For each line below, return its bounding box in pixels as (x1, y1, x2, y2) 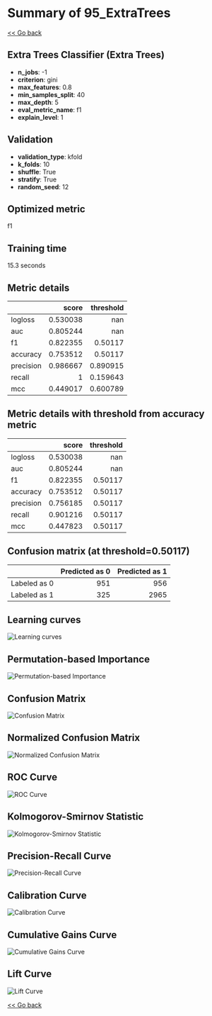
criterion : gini (17, 75, 58, 84)
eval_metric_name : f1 (17, 105, 82, 114)
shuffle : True (17, 167, 57, 176)
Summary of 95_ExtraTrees (7, 5, 171, 21)
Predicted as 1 (117, 566, 167, 576)
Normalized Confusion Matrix (7, 732, 140, 744)
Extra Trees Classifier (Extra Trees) (7, 49, 165, 61)
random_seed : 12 (17, 182, 69, 191)
